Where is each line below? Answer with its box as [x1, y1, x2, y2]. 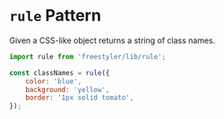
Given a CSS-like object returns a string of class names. [9, 35, 216, 46]
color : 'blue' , [25, 77, 82, 86]
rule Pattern [9, 5, 101, 26]
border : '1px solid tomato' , [25, 93, 134, 103]
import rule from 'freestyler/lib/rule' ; [9, 52, 167, 61]
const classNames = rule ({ [9, 68, 110, 77]
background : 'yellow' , [25, 85, 110, 94]
